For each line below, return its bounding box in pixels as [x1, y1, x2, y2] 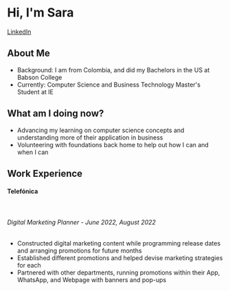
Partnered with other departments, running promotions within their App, [16, 268, 220, 277]
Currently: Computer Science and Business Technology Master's [16, 80, 201, 89]
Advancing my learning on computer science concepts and [16, 126, 185, 134]
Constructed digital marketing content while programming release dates [16, 239, 221, 248]
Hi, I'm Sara [7, 5, 74, 21]
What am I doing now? [7, 108, 104, 120]
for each [16, 261, 41, 270]
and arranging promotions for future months [16, 246, 142, 255]
